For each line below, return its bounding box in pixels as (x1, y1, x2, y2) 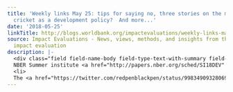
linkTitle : (7, 29, 39, 37)
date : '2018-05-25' (7, 23, 64, 30)
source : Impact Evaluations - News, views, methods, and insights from (7, 36, 218, 43)
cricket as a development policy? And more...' (13, 17, 157, 24)
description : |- (7, 49, 54, 56)
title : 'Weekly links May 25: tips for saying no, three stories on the (7, 10, 222, 17)
